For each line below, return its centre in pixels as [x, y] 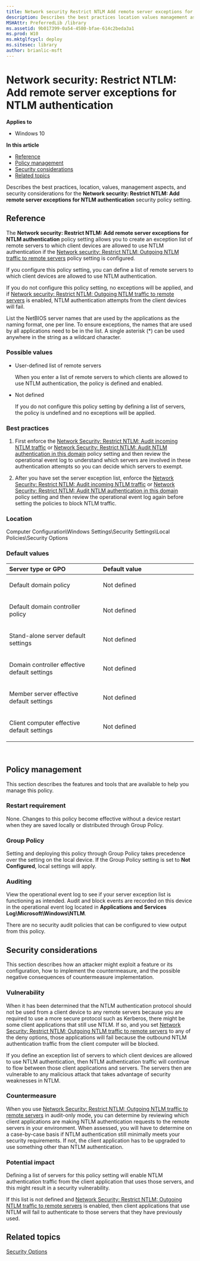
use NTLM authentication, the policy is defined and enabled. [89, 383]
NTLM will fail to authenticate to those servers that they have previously [94, 1212]
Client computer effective [45, 723]
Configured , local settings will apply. [51, 866]
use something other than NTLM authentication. [65, 1147]
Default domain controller [45, 607]
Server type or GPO [37, 569]
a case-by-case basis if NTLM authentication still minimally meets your [93, 1134]
